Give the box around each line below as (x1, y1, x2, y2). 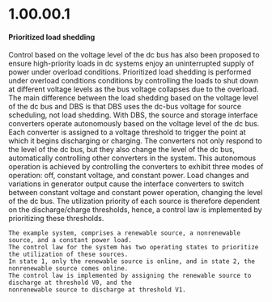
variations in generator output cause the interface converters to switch (8, 179, 244, 189)
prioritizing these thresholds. (8, 214, 104, 223)
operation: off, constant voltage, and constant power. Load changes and (8, 171, 249, 181)
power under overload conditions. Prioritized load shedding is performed (8, 67, 252, 77)
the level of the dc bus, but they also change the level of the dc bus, (8, 145, 236, 155)
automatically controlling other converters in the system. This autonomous (8, 153, 257, 163)
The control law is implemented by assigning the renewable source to (8, 272, 252, 280)
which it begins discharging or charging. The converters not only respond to (8, 136, 263, 146)
